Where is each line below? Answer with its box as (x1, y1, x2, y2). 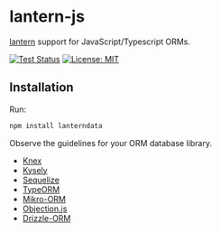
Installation (9, 79, 74, 96)
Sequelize (22, 174, 60, 185)
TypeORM (22, 183, 60, 195)
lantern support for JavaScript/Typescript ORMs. (9, 36, 191, 47)
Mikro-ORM (22, 193, 66, 204)
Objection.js (22, 203, 68, 214)
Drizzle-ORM (22, 212, 71, 223)
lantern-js (9, 6, 86, 27)
